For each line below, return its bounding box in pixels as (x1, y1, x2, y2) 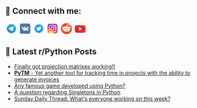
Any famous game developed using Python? (13, 82, 126, 89)
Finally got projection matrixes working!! (13, 62, 116, 70)
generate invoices (13, 75, 60, 83)
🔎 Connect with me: (5, 6, 81, 16)
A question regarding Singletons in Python (13, 89, 121, 96)
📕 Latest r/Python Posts (5, 47, 97, 57)
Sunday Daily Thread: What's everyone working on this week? (13, 95, 171, 102)
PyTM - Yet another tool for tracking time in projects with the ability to (13, 69, 190, 76)
